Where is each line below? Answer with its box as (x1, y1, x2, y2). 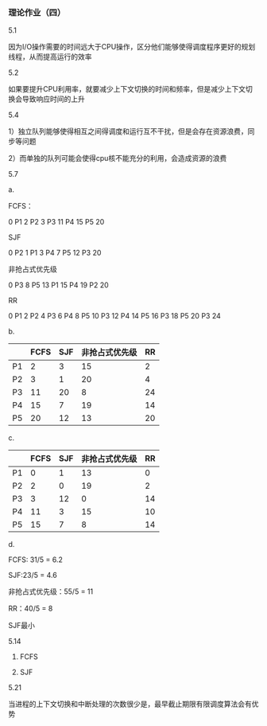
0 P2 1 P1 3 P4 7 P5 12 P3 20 (8, 248, 102, 258)
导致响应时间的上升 (21, 94, 85, 104)
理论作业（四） (8, 6, 66, 18)
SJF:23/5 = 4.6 (8, 571, 57, 580)
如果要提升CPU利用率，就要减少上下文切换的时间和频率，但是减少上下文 (8, 84, 246, 94)
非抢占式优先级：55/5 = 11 (8, 587, 94, 596)
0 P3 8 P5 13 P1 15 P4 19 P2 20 (8, 280, 109, 290)
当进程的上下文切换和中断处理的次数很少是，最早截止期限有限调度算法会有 (8, 699, 252, 709)
